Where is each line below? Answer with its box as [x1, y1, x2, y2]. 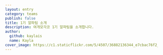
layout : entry [5, 7, 34, 12]
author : [5, 29, 21, 34]
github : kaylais [9, 34, 42, 39]
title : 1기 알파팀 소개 [5, 20, 47, 25]
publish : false [5, 16, 36, 21]
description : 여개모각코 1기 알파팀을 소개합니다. [5, 25, 94, 30]
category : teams [5, 11, 38, 16]
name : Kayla [9, 38, 34, 43]
